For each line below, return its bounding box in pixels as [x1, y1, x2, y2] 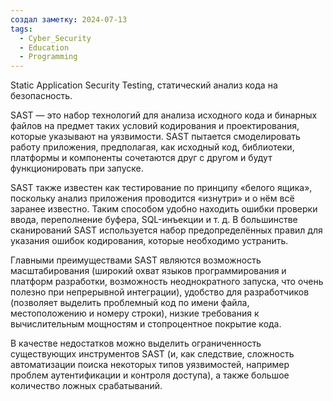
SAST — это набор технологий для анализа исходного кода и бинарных [10, 109, 318, 121]
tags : [10, 24, 33, 34]
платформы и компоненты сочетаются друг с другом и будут [10, 152, 273, 164]
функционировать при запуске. [10, 162, 144, 175]
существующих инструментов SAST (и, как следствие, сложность [10, 348, 295, 360]
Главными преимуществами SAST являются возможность [10, 254, 262, 266]
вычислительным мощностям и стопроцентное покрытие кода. [10, 318, 282, 330]
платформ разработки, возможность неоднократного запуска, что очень [10, 276, 324, 288]
